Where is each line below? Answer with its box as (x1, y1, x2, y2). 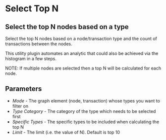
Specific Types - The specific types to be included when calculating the (12, 119, 160, 125)
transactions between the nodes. (5, 41, 73, 47)
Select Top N (5, 3, 58, 14)
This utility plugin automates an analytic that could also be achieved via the (5, 50, 159, 56)
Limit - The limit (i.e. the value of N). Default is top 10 (12, 129, 120, 135)
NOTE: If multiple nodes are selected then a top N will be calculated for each (5, 65, 162, 71)
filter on (12, 103, 29, 109)
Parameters (5, 85, 42, 93)
